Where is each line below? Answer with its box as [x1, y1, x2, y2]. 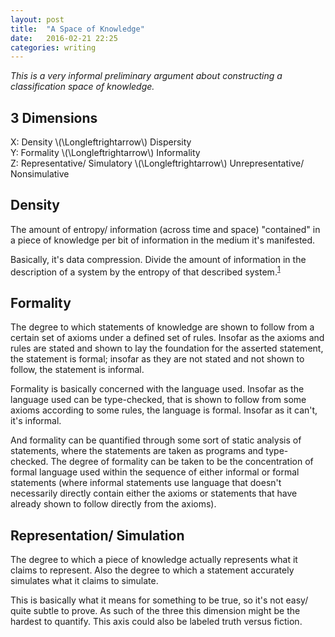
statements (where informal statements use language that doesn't [10, 477, 282, 489]
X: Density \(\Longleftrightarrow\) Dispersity [10, 136, 192, 148]
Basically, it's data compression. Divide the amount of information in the [10, 253, 307, 265]
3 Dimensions [10, 109, 98, 126]
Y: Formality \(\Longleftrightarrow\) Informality [10, 147, 201, 159]
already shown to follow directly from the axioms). [10, 498, 217, 510]
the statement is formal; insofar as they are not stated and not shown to [10, 353, 305, 365]
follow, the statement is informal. [10, 364, 145, 376]
